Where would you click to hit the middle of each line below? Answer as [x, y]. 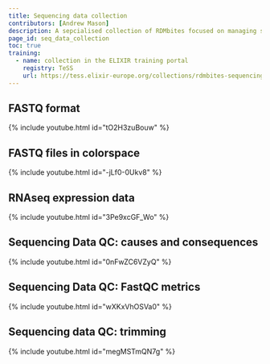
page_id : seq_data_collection [59, 38]
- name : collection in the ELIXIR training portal [102, 61]
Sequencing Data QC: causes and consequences [133, 242]
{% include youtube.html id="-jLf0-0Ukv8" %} [85, 172]
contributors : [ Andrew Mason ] [59, 23]
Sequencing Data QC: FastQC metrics [104, 287]
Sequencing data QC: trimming [88, 332]
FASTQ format [44, 108]
